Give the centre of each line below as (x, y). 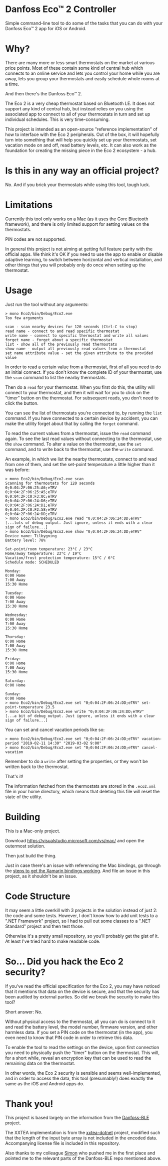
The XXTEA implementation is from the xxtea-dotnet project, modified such (83, 1133)
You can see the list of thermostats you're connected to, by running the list (84, 413)
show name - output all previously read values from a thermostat (76, 349)
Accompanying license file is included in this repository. (62, 1143)
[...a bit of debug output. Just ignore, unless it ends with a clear (80, 716)
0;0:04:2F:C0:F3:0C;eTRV (31, 496)
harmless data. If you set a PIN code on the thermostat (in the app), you (79, 1032)
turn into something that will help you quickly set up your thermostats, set (81, 139)
